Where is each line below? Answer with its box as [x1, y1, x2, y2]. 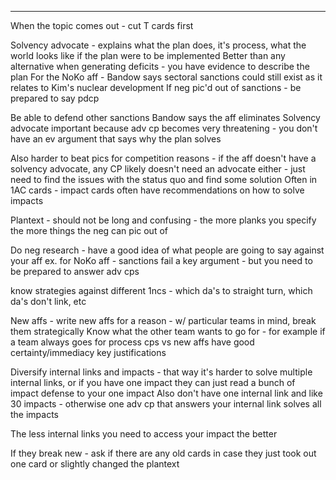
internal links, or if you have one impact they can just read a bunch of [10, 377, 296, 388]
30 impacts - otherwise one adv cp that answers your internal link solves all [10, 398, 322, 410]
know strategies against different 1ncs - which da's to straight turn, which [10, 285, 313, 296]
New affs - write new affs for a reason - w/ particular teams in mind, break [10, 315, 317, 326]
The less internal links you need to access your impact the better [10, 428, 278, 440]
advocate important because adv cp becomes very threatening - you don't [10, 122, 318, 134]
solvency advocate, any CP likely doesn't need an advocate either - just [10, 163, 306, 175]
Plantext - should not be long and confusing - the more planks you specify [10, 214, 317, 226]
